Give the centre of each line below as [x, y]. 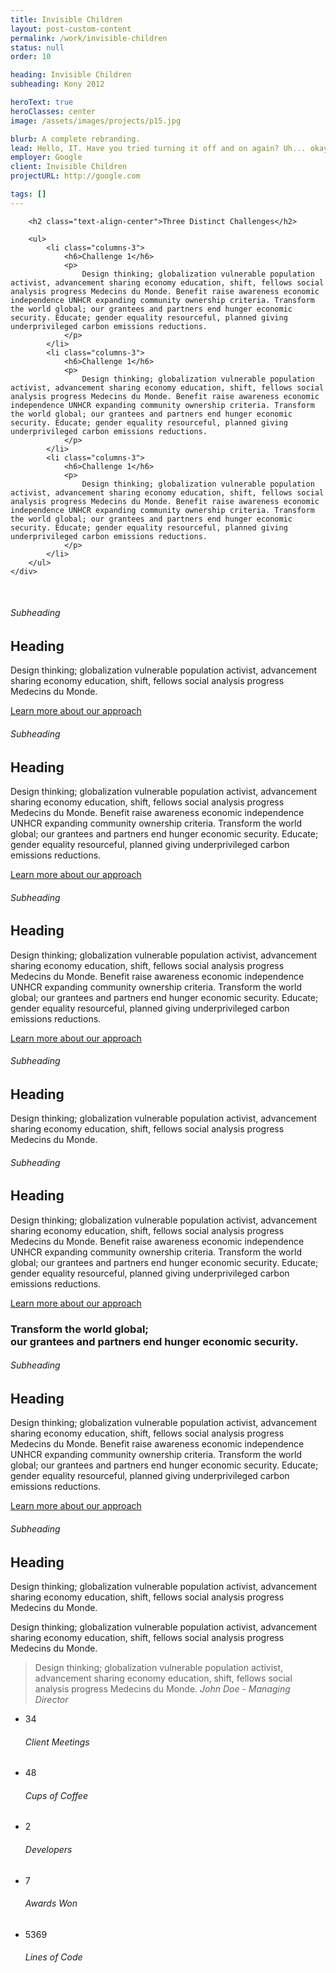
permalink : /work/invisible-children [89, 38]
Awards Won [51, 1903]
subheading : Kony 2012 [57, 84]
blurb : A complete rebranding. [75, 139]
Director [51, 1700]
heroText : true [42, 102]
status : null [37, 47]
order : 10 [31, 57]
